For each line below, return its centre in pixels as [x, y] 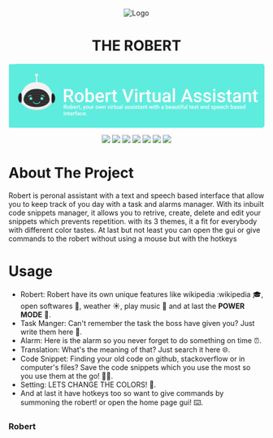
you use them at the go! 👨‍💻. [67, 376]
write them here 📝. [51, 332]
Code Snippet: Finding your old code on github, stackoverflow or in [132, 359]
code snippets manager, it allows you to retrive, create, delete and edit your [135, 213]
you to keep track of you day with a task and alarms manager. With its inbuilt [136, 204]
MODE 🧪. [35, 314]
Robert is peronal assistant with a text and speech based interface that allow [136, 195]
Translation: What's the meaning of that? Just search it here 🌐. [125, 350]
